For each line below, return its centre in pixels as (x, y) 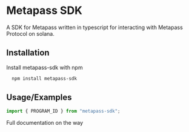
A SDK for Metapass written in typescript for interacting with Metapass (94, 27)
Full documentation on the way (45, 123)
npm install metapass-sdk (45, 78)
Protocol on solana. (30, 33)
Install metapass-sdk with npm (45, 67)
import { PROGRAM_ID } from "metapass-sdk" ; (63, 111)
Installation (28, 53)
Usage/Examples (39, 97)
